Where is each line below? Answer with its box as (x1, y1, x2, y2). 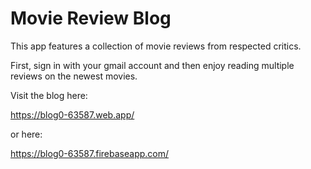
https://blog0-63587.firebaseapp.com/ (10, 147, 170, 159)
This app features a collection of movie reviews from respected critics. (10, 40, 302, 52)
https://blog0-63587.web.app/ (10, 108, 135, 121)
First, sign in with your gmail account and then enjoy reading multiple (10, 59, 295, 71)
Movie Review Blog (10, 7, 172, 30)
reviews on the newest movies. (10, 70, 138, 82)
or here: (10, 128, 43, 140)
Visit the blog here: (10, 89, 88, 101)
